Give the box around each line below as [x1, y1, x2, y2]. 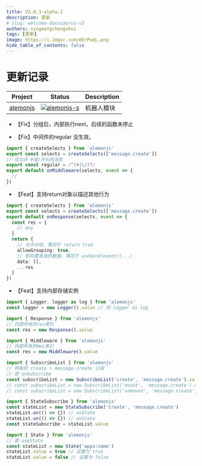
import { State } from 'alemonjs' [6, 432, 93, 438]
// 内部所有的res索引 [6, 321, 54, 327]
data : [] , [17, 259, 42, 265]
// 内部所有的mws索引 [6, 343, 54, 350]
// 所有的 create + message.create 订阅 [6, 365, 104, 371]
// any [17, 225, 34, 231]
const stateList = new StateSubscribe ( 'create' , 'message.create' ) [6, 405, 179, 411]
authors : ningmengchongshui [6, 25, 77, 32]
